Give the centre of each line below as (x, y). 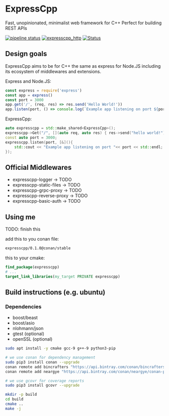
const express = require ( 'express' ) (44, 90)
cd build (14, 399)
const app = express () (29, 95)
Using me (20, 217)
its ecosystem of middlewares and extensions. (53, 71)
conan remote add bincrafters (37, 367)
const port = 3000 (24, 100)
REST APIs (16, 28)
